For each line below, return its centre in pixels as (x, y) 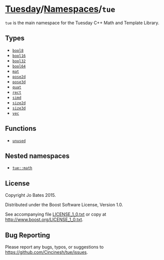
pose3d (19, 82)
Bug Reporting (28, 235)
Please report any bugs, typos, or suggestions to (55, 247)
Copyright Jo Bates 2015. (31, 195)
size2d (19, 103)
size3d (19, 108)
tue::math (22, 168)
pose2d (19, 77)
